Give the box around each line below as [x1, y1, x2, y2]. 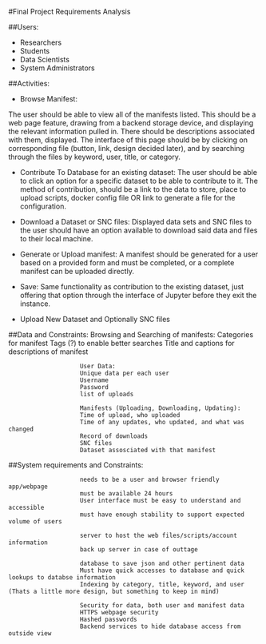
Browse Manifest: [19, 94, 78, 103]
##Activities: [8, 79, 50, 88]
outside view [8, 630, 52, 638]
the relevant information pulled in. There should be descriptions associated [8, 127, 256, 136]
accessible [8, 503, 45, 511]
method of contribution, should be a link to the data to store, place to [19, 185, 246, 194]
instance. [19, 299, 50, 308]
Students [19, 46, 50, 55]
